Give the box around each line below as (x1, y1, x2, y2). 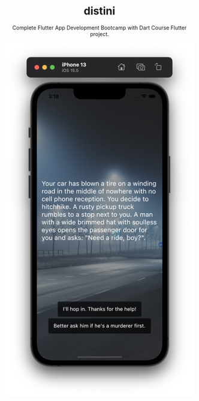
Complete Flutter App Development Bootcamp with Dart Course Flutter (12, 24, 187, 31)
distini (83, 4, 116, 18)
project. (89, 30, 110, 37)
